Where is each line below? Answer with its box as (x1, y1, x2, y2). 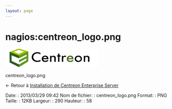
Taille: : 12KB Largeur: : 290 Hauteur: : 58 (5, 98, 92, 104)
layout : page (5, 8, 33, 13)
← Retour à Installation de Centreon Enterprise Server (5, 82, 119, 88)
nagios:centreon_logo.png (5, 31, 122, 43)
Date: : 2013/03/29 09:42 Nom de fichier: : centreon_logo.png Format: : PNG (5, 92, 167, 98)
